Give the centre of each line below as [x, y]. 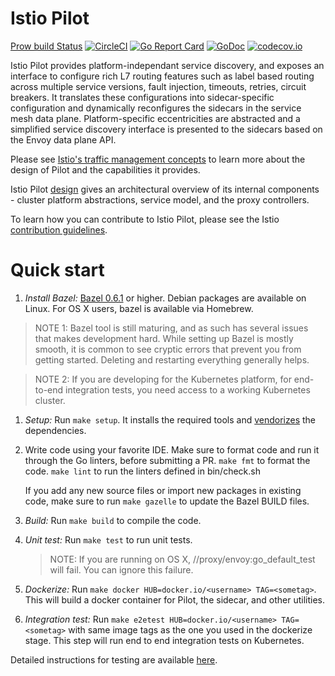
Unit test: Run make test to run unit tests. [108, 539]
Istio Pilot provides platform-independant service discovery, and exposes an [167, 65]
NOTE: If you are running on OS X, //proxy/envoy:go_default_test [182, 559]
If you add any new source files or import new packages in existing [163, 490]
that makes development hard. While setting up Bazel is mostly [164, 338]
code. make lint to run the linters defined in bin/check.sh [142, 471]
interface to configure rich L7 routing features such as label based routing [162, 76]
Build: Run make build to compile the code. [113, 520]
